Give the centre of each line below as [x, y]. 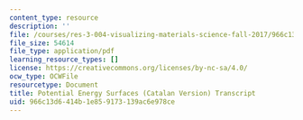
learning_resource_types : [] [64, 60]
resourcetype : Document [54, 85]
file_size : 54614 [42, 43]
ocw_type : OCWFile [44, 77]
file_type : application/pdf [62, 51]
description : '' [40, 26]
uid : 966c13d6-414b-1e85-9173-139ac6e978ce [92, 102]
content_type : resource [54, 18]
